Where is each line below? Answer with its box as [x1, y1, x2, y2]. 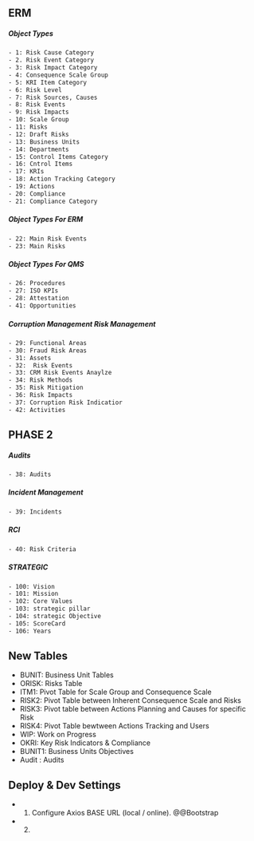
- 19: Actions [8, 183, 56, 191]
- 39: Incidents [8, 507, 62, 516]
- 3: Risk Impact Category [8, 64, 98, 72]
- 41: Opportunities [8, 302, 77, 310]
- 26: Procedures [8, 280, 66, 288]
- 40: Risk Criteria [8, 545, 77, 553]
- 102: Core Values [8, 597, 73, 605]
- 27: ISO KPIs [8, 287, 59, 295]
